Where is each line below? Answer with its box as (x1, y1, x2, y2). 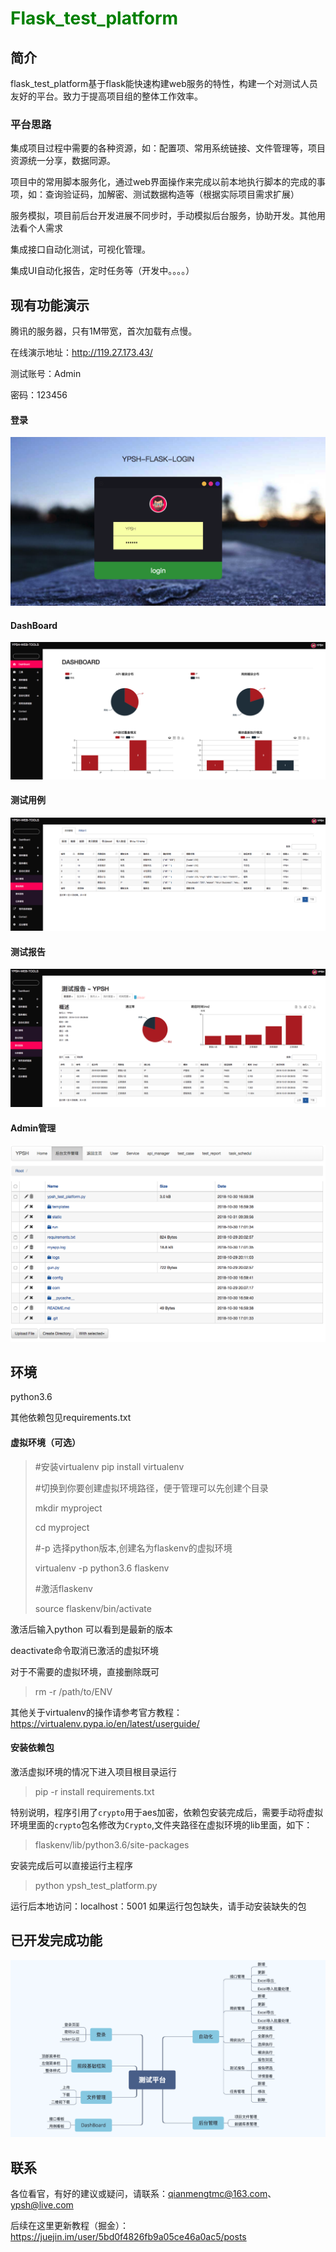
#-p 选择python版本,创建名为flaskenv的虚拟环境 (34, 1542, 233, 1554)
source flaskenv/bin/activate (34, 1602, 152, 1614)
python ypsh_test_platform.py (34, 1879, 158, 1891)
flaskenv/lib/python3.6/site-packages (34, 1838, 190, 1851)
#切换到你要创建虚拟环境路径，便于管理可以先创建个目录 (34, 1482, 269, 1494)
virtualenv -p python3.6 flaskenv (34, 1562, 170, 1574)
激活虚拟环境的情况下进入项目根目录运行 (10, 1765, 177, 1777)
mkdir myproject (34, 1502, 103, 1514)
